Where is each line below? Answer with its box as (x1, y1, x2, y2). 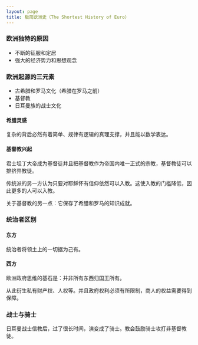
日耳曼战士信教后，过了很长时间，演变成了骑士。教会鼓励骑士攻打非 (6, 325, 171, 332)
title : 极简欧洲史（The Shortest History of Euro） (6, 14, 130, 20)
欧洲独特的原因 (6, 35, 49, 43)
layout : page (6, 8, 38, 15)
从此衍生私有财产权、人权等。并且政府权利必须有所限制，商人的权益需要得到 (6, 287, 192, 294)
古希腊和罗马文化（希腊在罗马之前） (14, 87, 103, 94)
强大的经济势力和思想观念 (14, 57, 77, 64)
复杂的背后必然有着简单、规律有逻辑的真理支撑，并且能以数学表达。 (6, 131, 171, 138)
